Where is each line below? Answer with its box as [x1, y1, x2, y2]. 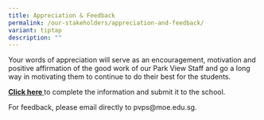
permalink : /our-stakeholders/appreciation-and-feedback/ [8, 19, 204, 27]
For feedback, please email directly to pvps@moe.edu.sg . [8, 103, 197, 112]
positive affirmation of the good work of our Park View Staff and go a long [8, 64, 250, 73]
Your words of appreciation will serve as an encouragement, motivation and [8, 55, 256, 65]
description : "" [8, 33, 62, 42]
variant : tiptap [8, 26, 62, 34]
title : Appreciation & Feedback [8, 11, 115, 20]
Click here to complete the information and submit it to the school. [8, 88, 226, 97]
